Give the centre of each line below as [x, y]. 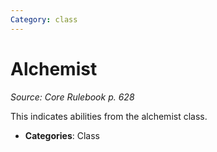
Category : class [44, 19]
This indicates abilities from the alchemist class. [109, 116]
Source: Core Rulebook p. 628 [72, 97]
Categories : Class [62, 135]
